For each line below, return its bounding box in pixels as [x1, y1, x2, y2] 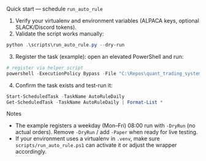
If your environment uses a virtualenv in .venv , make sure [15, 135, 161, 143]
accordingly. [15, 148, 47, 155]
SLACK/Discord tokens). [15, 24, 77, 31]
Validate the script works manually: [15, 30, 104, 37]
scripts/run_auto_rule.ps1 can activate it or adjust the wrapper [15, 141, 177, 149]
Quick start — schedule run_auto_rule [6, 6, 103, 12]
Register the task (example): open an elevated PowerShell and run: [15, 53, 184, 60]
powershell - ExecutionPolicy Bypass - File [6, 70, 116, 77]
